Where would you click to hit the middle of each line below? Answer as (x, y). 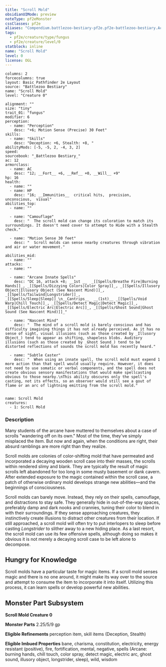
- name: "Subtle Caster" (35, 355)
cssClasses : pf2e (23, 24)
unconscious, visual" (28, 199)
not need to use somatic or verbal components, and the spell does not (80, 368)
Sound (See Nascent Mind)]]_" (36, 312)
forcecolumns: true (25, 78)
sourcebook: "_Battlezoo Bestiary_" (43, 156)
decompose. (18, 544)
